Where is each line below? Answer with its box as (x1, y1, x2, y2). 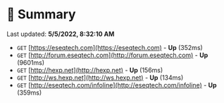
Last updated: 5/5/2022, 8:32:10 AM (6, 30, 115, 38)
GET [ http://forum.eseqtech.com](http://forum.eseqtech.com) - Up (16, 51, 209, 59)
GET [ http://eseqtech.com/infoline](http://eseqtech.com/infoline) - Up (16, 80, 217, 89)
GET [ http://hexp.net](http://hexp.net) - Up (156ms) (16, 66, 163, 74)
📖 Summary (6, 6, 76, 23)
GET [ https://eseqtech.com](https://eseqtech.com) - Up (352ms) (16, 43, 204, 51)
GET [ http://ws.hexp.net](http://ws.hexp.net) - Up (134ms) (16, 73, 184, 82)
